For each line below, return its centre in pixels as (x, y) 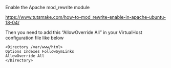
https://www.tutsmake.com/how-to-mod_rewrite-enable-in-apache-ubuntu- (86, 17)
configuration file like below (35, 38)
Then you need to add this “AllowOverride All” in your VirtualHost (74, 32)
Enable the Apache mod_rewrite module (48, 7)
